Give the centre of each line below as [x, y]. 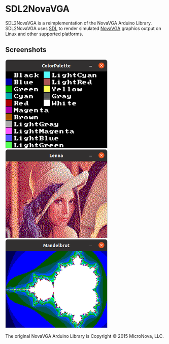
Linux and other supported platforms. [44, 34]
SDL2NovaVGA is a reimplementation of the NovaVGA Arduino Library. [79, 23]
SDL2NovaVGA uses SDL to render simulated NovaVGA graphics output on [83, 28]
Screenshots [26, 50]
